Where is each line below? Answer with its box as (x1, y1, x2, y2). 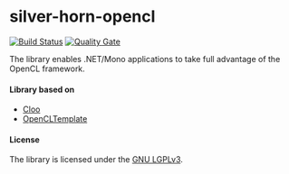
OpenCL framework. (9, 63, 86, 74)
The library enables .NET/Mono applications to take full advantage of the (9, 53, 281, 64)
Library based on (9, 84, 75, 95)
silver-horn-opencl (9, 6, 156, 27)
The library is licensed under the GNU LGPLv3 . (9, 154, 184, 165)
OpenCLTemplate (22, 114, 88, 124)
